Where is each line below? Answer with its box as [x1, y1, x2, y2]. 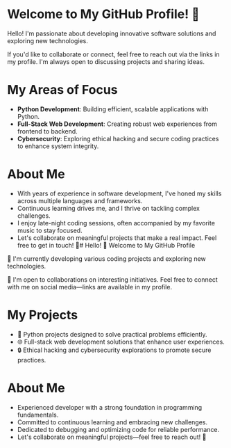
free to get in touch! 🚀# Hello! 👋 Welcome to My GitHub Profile [17, 241, 196, 249]
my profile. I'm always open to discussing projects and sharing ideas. [7, 57, 205, 65]
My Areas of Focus [7, 82, 118, 98]
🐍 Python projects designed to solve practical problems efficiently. [17, 330, 207, 338]
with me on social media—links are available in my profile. [7, 282, 172, 291]
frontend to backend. [17, 127, 78, 135]
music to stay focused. [17, 226, 83, 234]
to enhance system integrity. [17, 142, 99, 150]
